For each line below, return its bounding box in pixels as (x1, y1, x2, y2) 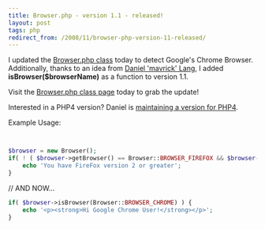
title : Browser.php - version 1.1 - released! (8, 11, 164, 20)
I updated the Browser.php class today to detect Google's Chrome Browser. (8, 55, 254, 65)
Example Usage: (8, 118, 62, 127)
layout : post (8, 19, 51, 27)
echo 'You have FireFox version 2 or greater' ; (22, 162, 181, 170)
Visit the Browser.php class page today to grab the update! (8, 88, 200, 97)
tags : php (8, 26, 41, 34)
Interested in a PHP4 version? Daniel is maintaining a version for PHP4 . (8, 103, 239, 112)
